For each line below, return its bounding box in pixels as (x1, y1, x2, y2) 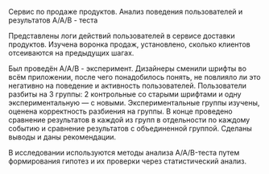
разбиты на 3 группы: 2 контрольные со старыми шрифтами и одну (8, 89, 242, 99)
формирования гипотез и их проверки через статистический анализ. (8, 156, 247, 166)
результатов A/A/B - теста (8, 15, 98, 25)
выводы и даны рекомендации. (8, 132, 117, 142)
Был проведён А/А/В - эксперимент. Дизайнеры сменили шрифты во (8, 64, 247, 73)
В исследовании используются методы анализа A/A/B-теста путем (8, 148, 240, 157)
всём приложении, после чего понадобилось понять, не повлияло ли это (8, 72, 261, 81)
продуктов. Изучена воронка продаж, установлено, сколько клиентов (8, 39, 251, 49)
